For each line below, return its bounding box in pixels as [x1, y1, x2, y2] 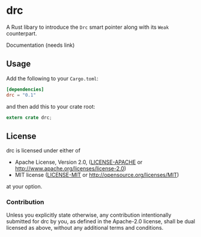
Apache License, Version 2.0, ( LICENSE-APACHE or [14, 158, 143, 166]
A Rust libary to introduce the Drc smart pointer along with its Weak [6, 23, 169, 31]
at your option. [6, 183, 43, 190]
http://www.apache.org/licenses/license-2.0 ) [14, 165, 127, 172]
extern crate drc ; [6, 115, 52, 121]
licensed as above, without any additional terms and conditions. [6, 224, 164, 232]
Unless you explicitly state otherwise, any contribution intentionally [6, 211, 172, 219]
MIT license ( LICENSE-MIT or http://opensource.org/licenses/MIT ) [14, 172, 179, 179]
